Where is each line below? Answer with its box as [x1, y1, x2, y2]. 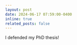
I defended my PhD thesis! [5, 35, 60, 41]
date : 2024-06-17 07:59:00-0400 [5, 12, 72, 17]
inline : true [5, 16, 32, 21]
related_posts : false [5, 21, 50, 26]
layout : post [5, 7, 32, 12]
